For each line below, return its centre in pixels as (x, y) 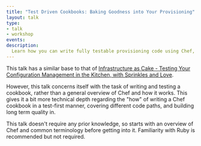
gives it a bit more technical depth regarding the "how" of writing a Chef (96, 99)
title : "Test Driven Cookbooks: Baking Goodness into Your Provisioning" (101, 12)
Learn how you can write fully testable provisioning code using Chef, (104, 51)
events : (16, 40)
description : (23, 46)
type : (13, 23)
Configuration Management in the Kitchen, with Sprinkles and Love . (90, 75)
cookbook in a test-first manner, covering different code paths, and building (100, 106)
